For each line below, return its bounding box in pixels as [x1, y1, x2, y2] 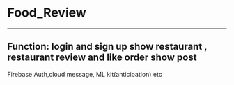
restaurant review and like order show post [7, 52, 197, 64]
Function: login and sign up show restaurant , [7, 41, 208, 53]
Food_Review [7, 5, 87, 21]
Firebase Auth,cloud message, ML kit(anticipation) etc [7, 70, 162, 78]
